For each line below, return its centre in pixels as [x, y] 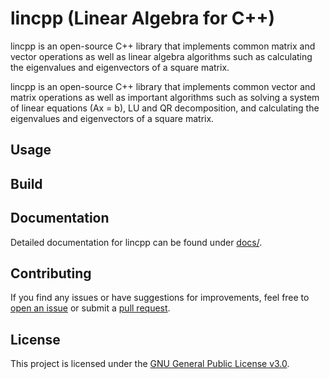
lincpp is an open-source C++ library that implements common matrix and [163, 46]
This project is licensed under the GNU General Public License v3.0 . [150, 364]
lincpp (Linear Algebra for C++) [143, 18]
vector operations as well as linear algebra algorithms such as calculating [161, 56]
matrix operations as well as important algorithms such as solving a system [165, 97]
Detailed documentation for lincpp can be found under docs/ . [136, 242]
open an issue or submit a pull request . [90, 308]
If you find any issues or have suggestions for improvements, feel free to [160, 298]
